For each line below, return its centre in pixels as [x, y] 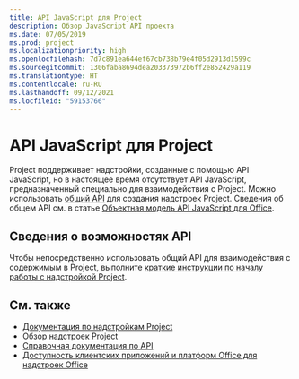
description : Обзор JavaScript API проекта [92, 26]
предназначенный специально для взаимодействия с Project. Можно [143, 189]
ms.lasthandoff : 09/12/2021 [62, 92]
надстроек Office [55, 365]
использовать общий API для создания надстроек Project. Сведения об [146, 199]
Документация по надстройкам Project [97, 326]
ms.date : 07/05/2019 [48, 34]
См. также [40, 305]
